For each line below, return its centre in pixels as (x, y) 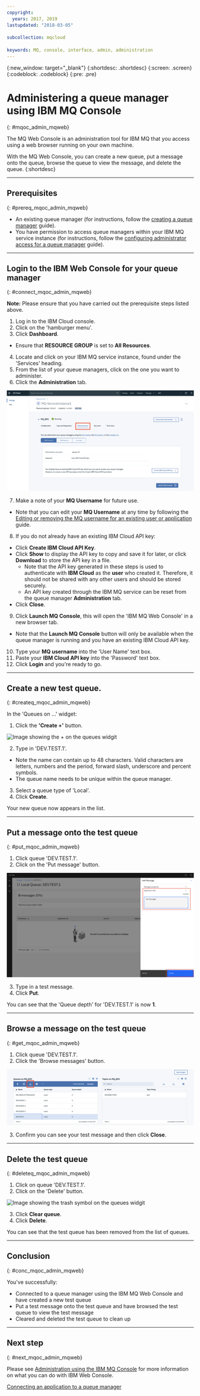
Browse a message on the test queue (76, 1029)
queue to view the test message (54, 1312)
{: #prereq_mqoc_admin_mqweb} (47, 207)
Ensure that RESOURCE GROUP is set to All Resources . (83, 346)
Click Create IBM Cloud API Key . (55, 547)
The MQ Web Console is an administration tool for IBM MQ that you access (98, 138)
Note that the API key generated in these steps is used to (94, 566)
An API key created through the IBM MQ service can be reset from (105, 591)
